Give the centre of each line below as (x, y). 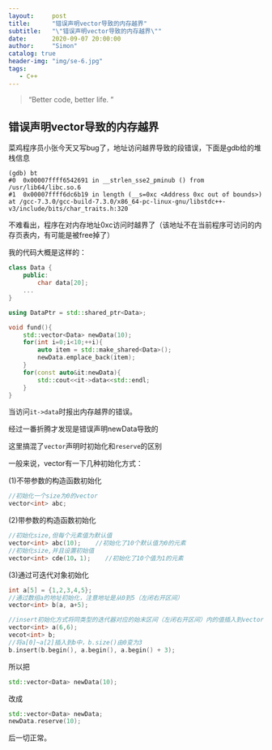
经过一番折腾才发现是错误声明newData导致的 (84, 429)
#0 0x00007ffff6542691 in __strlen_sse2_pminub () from (106, 181)
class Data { (30, 268)
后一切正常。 (30, 738)
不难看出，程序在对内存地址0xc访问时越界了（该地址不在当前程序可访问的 (132, 225)
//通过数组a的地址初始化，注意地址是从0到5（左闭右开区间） (96, 597)
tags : (17, 69)
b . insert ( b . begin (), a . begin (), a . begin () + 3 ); (92, 650)
